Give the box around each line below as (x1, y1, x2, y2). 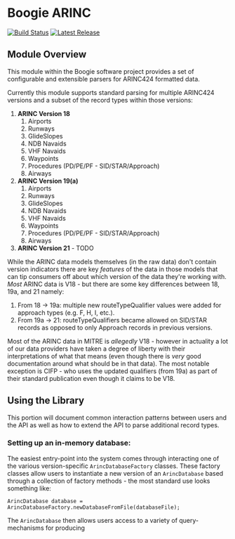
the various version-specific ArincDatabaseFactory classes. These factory (7, 462, 221, 470)
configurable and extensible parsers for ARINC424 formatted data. (7, 74, 200, 83)
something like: (7, 483, 51, 493)
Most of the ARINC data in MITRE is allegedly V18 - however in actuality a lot (7, 337, 229, 345)
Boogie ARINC (7, 5, 91, 21)
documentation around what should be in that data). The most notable (7, 359, 210, 368)
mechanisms (7, 524, 44, 532)
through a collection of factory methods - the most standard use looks (7, 476, 210, 485)
